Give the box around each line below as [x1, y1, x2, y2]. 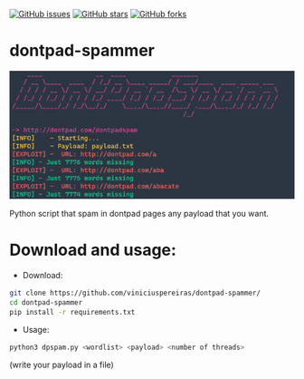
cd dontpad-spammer [9, 297, 83, 307]
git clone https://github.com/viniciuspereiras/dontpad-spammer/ [9, 288, 261, 298]
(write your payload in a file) [9, 359, 115, 370]
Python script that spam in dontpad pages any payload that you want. [9, 209, 270, 219]
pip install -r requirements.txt [9, 307, 136, 316]
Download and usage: [9, 240, 176, 260]
